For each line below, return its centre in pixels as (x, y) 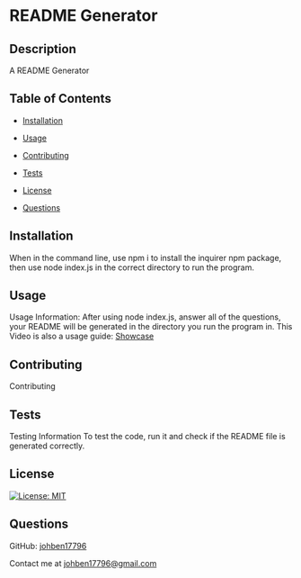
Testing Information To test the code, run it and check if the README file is (147, 437)
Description (43, 49)
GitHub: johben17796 (48, 546)
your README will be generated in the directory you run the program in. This (151, 327)
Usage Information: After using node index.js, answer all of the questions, (145, 317)
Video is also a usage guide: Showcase (82, 336)
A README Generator (49, 70)
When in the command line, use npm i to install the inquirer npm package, (146, 257)
